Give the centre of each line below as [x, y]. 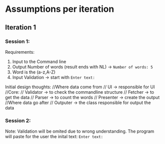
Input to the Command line [39, 61]
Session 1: [17, 41]
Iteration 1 [21, 27]
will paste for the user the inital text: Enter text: [54, 137]
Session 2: [18, 120]
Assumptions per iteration [60, 9]
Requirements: [20, 52]
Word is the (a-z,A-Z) [34, 72]
